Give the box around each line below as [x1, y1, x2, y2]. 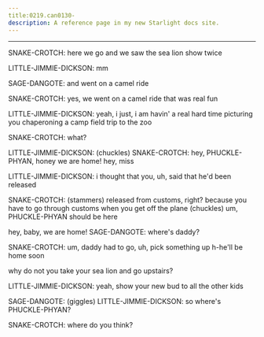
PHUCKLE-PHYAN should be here [8, 212, 118, 221]
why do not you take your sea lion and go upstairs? [8, 265, 174, 276]
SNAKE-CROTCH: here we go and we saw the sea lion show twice [8, 48, 222, 57]
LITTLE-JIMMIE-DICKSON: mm [8, 63, 108, 72]
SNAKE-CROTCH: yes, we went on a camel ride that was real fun [8, 94, 218, 103]
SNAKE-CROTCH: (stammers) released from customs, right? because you [8, 194, 247, 205]
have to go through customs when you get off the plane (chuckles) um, [8, 203, 238, 213]
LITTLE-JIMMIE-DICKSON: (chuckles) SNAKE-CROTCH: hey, [8, 147, 205, 157]
